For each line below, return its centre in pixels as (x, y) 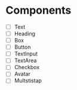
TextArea (25, 61)
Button (22, 47)
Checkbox (27, 67)
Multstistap (28, 80)
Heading (25, 34)
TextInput (26, 54)
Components (38, 10)
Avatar (22, 74)
